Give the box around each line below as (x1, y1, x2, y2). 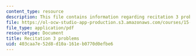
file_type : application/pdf (6, 24, 75, 31)
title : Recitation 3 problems (6, 36, 80, 41)
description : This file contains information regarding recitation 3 (6, 14, 179, 20)
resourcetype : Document (6, 30, 64, 36)
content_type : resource (6, 8, 64, 15)
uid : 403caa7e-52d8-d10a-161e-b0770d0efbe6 (6, 41, 114, 47)
